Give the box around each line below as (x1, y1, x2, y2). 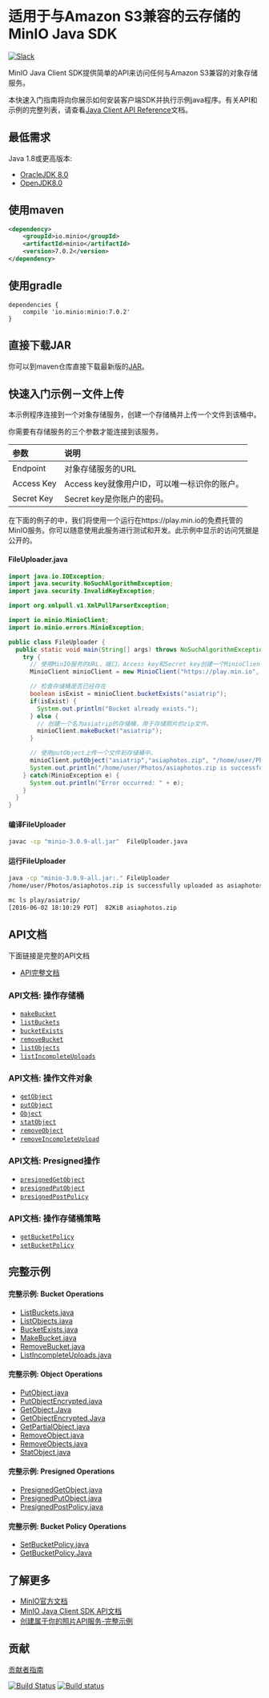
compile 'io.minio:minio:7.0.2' (22, 308, 130, 316)
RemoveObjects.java (19, 1438, 88, 1448)
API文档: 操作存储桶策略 (8, 1212, 101, 1223)
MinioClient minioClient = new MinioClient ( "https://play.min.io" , (29, 668, 260, 676)
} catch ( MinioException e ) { (22, 771, 120, 779)
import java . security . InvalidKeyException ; (8, 587, 156, 596)
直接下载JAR (8, 338, 72, 353)
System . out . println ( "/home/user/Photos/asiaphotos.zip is (29, 763, 227, 772)
